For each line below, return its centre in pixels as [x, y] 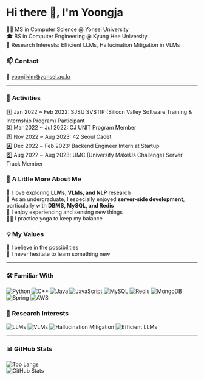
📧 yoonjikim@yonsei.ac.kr [39, 77]
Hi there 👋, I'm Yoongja [65, 12]
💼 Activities [24, 98]
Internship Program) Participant [46, 121]
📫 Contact [22, 61]
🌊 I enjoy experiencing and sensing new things [65, 212]
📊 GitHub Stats [29, 348]
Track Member [25, 163]
